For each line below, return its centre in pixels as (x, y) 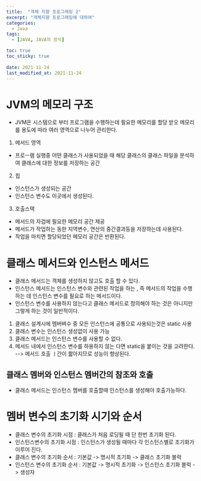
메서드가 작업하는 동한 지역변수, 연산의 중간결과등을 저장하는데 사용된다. (99, 229)
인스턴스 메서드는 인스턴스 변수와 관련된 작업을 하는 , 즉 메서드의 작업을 (98, 289)
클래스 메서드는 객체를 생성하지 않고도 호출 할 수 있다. (77, 281)
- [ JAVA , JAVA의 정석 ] (38, 40)
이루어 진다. (29, 449)
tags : (13, 34)
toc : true (19, 51)
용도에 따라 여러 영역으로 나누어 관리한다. (70, 130)
